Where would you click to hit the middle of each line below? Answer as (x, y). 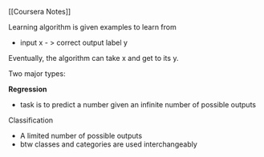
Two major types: (37, 74)
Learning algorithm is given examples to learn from (92, 27)
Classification (31, 120)
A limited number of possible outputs (81, 136)
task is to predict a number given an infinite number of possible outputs (138, 105)
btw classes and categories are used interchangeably (109, 144)
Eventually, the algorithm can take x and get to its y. (93, 58)
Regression (28, 89)
